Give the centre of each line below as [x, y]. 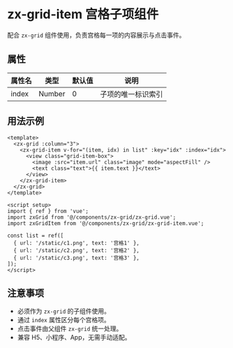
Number [52, 94]
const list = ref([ [36, 235]
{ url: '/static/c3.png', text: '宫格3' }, [76, 258]
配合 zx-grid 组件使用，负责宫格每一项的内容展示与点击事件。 [96, 35]
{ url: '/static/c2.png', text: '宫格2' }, [76, 250]
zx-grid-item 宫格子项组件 [83, 14]
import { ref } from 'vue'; [48, 211]
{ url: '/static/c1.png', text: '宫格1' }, [76, 243]
